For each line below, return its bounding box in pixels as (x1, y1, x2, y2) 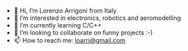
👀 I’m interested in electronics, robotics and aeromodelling (13, 14, 181, 22)
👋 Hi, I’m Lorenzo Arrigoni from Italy (13, 7, 117, 14)
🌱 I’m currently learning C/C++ (13, 21, 102, 29)
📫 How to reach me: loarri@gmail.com (13, 37, 126, 44)
